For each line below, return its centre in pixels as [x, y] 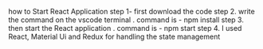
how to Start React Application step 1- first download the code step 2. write [131, 11]
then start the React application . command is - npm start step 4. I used [125, 28]
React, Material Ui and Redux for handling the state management [114, 36]
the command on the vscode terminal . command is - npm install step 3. [126, 20]
